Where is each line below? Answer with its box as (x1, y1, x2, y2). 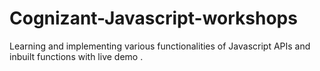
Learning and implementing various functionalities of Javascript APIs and (9, 40, 311, 52)
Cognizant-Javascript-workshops (9, 7, 298, 30)
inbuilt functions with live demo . (9, 50, 144, 62)
